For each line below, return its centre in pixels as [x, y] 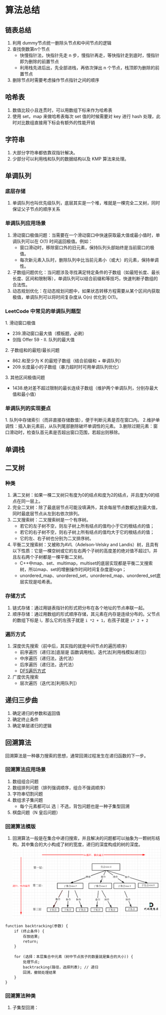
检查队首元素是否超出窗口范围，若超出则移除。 [74, 433]
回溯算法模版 [21, 826]
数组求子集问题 [28, 800]
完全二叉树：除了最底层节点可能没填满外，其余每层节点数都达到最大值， [86, 507]
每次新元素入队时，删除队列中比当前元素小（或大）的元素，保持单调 [89, 260]
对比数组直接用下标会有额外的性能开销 [56, 123]
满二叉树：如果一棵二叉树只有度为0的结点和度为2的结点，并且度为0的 [83, 495]
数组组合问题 [25, 781]
